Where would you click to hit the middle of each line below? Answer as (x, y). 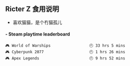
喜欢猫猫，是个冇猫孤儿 (37, 22)
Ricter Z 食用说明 (32, 9)
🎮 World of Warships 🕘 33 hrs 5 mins (65, 46)
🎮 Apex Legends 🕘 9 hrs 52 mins (65, 58)
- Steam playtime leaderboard (38, 34)
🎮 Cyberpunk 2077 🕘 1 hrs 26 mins (65, 52)
